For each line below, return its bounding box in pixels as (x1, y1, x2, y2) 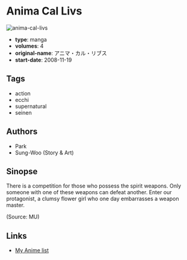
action (14, 89, 31, 97)
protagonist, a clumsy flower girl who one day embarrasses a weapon (6, 195, 179, 203)
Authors (6, 127, 38, 137)
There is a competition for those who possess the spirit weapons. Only (6, 182, 182, 189)
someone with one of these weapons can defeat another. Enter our (6, 189, 173, 196)
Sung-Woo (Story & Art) (14, 149, 74, 156)
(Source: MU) (6, 213, 40, 221)
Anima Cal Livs (6, 4, 82, 18)
